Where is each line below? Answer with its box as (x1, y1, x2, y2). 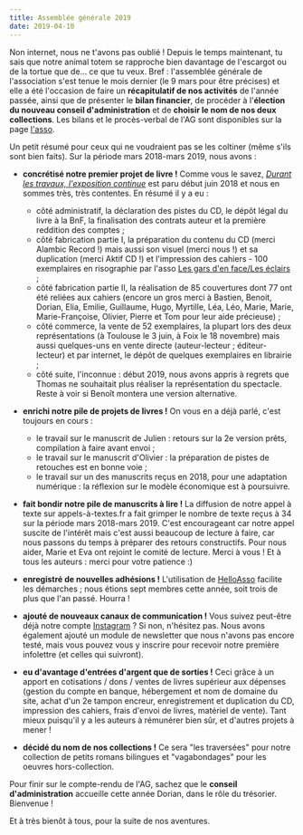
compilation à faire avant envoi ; (35, 442, 156, 453)
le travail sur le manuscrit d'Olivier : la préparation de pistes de (35, 452, 270, 463)
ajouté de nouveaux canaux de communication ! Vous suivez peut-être (22, 610, 292, 621)
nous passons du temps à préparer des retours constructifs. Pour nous (22, 536, 287, 548)
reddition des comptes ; (35, 224, 125, 235)
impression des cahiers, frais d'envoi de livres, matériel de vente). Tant (22, 705, 287, 715)
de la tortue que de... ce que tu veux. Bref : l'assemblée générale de (9, 65, 263, 77)
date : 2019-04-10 (9, 22, 75, 31)
